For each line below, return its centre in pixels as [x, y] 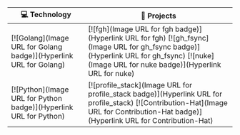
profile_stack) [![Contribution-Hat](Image [158, 103]
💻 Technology [46, 15]
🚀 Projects [158, 16]
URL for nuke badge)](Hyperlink [167, 65]
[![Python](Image [40, 90]
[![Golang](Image [40, 38]
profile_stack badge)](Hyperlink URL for [155, 94]
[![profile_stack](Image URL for [140, 85]
